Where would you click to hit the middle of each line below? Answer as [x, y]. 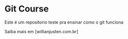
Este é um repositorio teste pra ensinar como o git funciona [64, 22]
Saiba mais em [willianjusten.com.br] [41, 31]
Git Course [27, 9]
